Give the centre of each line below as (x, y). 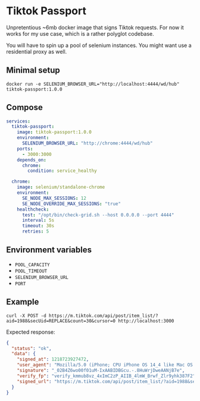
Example (23, 302)
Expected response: (31, 332)
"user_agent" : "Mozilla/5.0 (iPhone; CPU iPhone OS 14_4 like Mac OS (105, 365)
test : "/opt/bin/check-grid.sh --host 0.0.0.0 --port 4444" (98, 215)
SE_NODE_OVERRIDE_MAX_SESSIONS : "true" (71, 203)
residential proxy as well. (37, 51)
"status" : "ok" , (32, 348)
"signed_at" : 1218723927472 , (53, 359)
